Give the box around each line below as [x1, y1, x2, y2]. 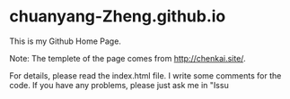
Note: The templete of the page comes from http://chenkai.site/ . [9, 53, 246, 63]
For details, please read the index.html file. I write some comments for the [9, 70, 282, 81]
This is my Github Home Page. [9, 36, 121, 46]
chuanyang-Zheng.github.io [9, 6, 226, 27]
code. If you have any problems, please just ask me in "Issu [9, 79, 229, 90]
